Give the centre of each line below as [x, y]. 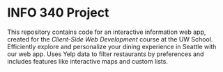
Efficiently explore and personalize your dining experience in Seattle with [112, 46]
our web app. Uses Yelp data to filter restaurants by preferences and [106, 54]
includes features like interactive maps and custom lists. [88, 61]
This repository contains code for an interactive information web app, [107, 32]
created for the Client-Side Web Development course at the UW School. [110, 39]
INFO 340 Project [58, 13]
